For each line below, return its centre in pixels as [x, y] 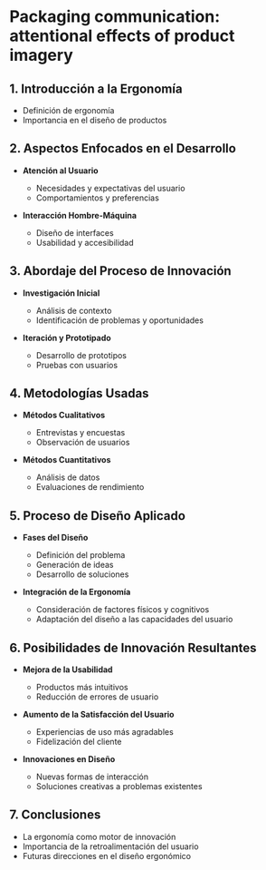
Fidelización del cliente [79, 742]
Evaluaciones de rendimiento [90, 487]
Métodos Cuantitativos [66, 460]
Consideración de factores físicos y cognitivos [123, 610]
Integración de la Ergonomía [76, 592]
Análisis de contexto [74, 310]
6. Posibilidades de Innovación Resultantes [133, 647]
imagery [42, 55]
